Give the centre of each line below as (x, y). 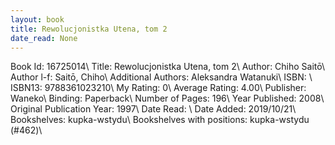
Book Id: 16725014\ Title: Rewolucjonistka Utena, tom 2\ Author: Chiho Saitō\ (168, 67)
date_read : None (44, 38)
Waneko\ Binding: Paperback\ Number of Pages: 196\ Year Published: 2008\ (167, 98)
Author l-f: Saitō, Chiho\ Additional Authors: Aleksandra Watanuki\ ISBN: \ (161, 77)
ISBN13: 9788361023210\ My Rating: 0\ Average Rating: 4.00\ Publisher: (158, 88)
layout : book (37, 19)
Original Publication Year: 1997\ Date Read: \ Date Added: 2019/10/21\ (153, 109)
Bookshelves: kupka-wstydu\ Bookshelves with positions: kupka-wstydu (160, 120)
